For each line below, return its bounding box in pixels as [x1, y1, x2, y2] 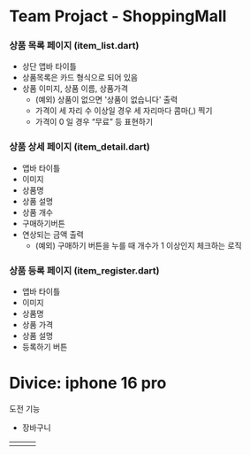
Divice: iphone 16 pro [9, 374, 167, 393]
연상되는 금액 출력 [21, 228, 84, 240]
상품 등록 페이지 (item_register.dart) [9, 264, 160, 276]
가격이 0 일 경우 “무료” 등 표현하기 [34, 117, 153, 127]
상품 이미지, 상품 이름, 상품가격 [21, 83, 129, 94]
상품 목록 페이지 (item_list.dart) [9, 40, 140, 52]
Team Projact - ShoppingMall [9, 6, 227, 27]
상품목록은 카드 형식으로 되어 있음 [21, 73, 139, 83]
